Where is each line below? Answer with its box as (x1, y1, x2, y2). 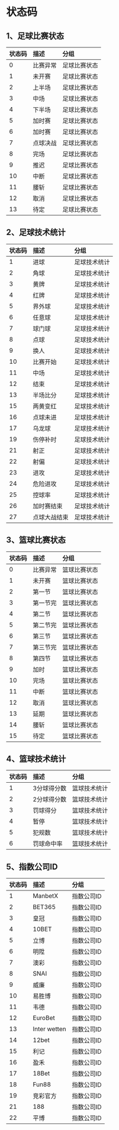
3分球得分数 (33, 784, 67, 793)
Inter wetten (33, 1025, 66, 1033)
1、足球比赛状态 (6, 31, 65, 41)
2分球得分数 (33, 795, 67, 803)
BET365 (33, 903, 56, 911)
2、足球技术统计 (6, 227, 66, 237)
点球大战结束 (33, 513, 69, 521)
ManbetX (33, 892, 59, 900)
